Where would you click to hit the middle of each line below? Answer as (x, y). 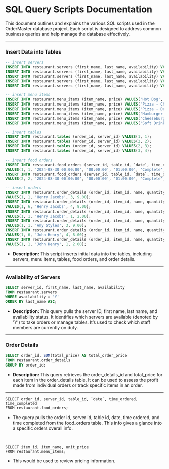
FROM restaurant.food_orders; (37, 408)
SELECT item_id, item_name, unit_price (47, 447)
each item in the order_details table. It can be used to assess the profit (85, 380)
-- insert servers (24, 62)
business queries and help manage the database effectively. (68, 34)
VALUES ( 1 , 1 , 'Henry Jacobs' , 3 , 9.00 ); (48, 197)
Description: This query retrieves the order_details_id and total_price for (88, 375)
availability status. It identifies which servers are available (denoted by (85, 317)
